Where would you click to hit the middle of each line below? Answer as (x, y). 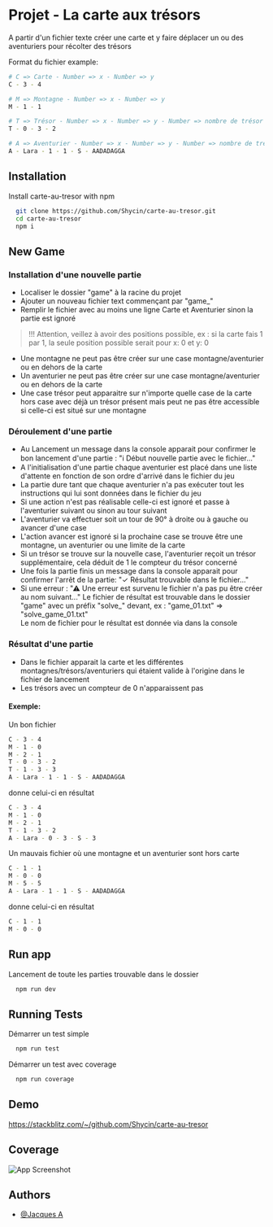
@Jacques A (41, 1215)
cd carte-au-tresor (49, 218)
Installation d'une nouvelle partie (75, 274)
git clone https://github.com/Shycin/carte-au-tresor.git (116, 211)
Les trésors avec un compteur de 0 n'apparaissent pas (112, 688)
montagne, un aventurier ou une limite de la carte (102, 545)
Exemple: (25, 706)
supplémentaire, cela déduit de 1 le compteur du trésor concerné (129, 562)
